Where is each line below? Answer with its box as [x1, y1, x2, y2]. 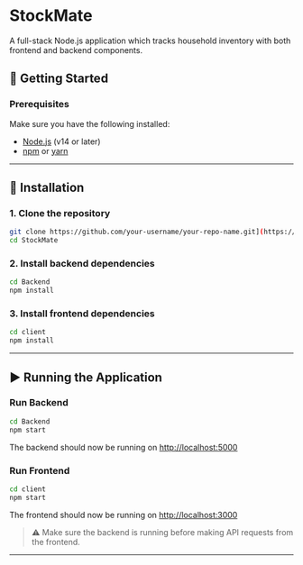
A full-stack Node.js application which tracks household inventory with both [9, 35, 291, 46]
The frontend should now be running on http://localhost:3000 [9, 509, 238, 520]
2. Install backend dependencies [9, 257, 155, 269]
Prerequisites [9, 98, 69, 111]
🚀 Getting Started [9, 71, 109, 87]
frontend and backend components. [9, 44, 142, 55]
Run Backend [9, 396, 69, 409]
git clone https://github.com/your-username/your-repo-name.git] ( [9, 227, 264, 237]
